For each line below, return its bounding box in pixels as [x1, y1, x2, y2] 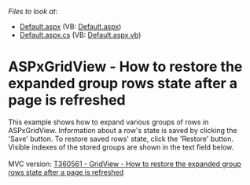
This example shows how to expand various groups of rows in [8, 117, 209, 127]
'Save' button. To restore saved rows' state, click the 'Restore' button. [8, 134, 234, 143]
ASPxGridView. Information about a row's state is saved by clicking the [8, 125, 237, 135]
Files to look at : [8, 7, 58, 16]
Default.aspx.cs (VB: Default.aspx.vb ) [19, 31, 142, 39]
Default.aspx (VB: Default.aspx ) [19, 22, 122, 31]
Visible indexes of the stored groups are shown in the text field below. [8, 142, 234, 152]
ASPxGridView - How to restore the [8, 58, 243, 76]
